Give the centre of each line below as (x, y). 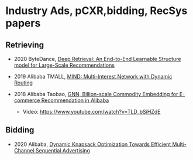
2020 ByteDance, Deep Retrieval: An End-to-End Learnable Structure (97, 59)
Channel (24, 150)
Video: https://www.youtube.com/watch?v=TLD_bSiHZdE (92, 112)
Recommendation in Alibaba (75, 100)
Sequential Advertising (63, 150)
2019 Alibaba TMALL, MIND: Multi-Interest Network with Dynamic (93, 76)
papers (23, 23)
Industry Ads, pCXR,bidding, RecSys (96, 11)
